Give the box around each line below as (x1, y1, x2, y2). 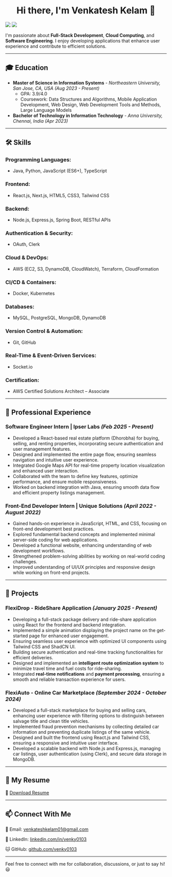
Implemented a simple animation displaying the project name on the (12, 627, 156, 633)
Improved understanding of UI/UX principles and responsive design (12, 564, 155, 570)
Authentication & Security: (5, 230, 73, 237)
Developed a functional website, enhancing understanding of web (12, 542, 152, 548)
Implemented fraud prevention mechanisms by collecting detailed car (12, 723, 160, 730)
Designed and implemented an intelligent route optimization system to (12, 660, 164, 666)
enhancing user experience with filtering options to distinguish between (12, 713, 164, 719)
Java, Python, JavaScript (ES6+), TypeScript (12, 168, 107, 174)
